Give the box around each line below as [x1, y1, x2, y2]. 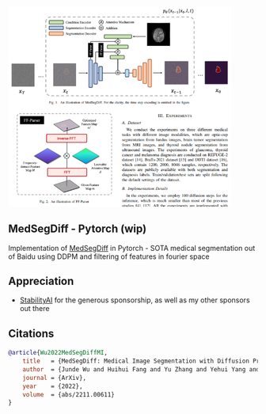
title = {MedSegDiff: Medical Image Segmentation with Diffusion [22, 357, 249, 366]
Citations [8, 327, 55, 340]
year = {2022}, [22, 382, 83, 390]
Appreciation [8, 274, 74, 287]
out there [19, 304, 50, 313]
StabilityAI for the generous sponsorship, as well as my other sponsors [19, 295, 251, 305]
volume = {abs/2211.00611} [22, 390, 115, 398]
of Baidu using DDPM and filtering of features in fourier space [8, 252, 210, 261]
